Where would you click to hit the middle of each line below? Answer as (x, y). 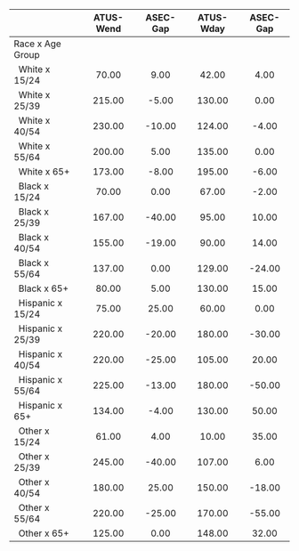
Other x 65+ (44, 533)
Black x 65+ (44, 288)
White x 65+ (44, 171)
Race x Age (38, 44)
